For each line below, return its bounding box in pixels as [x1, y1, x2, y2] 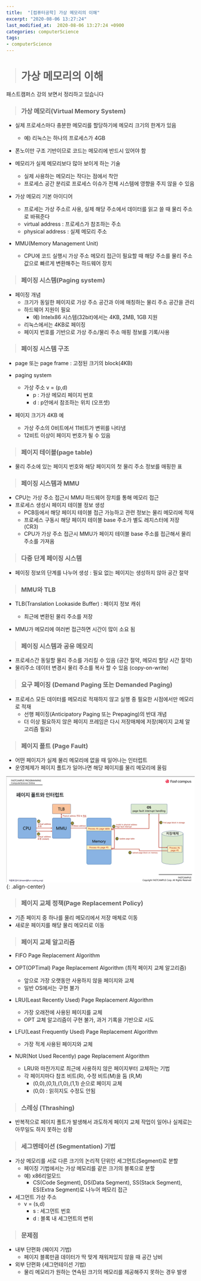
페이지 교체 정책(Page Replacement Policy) [20, 899, 144, 907]
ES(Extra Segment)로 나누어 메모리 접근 [32, 1186, 127, 1193]
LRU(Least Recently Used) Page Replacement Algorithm [14, 997, 154, 1003]
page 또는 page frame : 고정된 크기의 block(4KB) [14, 359, 133, 366]
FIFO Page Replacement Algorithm [14, 952, 100, 959]
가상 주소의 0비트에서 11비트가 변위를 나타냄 [23, 424, 126, 431]
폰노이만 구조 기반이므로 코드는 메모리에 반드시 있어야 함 [14, 147, 147, 154]
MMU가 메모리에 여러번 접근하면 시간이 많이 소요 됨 [14, 626, 136, 633]
